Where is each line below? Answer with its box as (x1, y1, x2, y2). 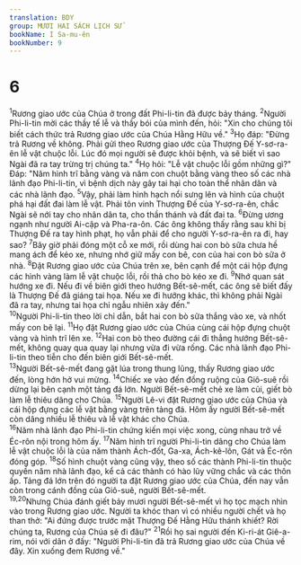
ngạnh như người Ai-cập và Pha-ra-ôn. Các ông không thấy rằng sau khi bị (9, 219, 286, 230)
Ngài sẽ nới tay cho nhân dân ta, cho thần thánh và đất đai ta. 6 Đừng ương (9, 207, 285, 220)
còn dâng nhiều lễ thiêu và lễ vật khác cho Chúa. (9, 414, 190, 425)
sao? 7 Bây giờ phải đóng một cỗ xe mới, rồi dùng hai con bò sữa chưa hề (9, 238, 279, 251)
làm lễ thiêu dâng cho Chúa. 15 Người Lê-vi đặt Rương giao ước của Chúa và (9, 393, 288, 405)
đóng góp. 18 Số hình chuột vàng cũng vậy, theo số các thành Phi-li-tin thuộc (9, 455, 292, 467)
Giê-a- (266, 526, 291, 537)
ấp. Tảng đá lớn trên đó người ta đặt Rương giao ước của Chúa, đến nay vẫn (9, 475, 289, 486)
